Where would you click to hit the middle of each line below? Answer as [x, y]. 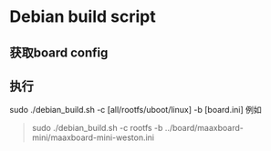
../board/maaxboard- [204, 128]
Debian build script [83, 17]
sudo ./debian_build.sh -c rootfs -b [97, 128]
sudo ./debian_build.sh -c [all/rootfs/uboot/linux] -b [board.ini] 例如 [135, 110]
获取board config [59, 52]
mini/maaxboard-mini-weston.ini [93, 137]
